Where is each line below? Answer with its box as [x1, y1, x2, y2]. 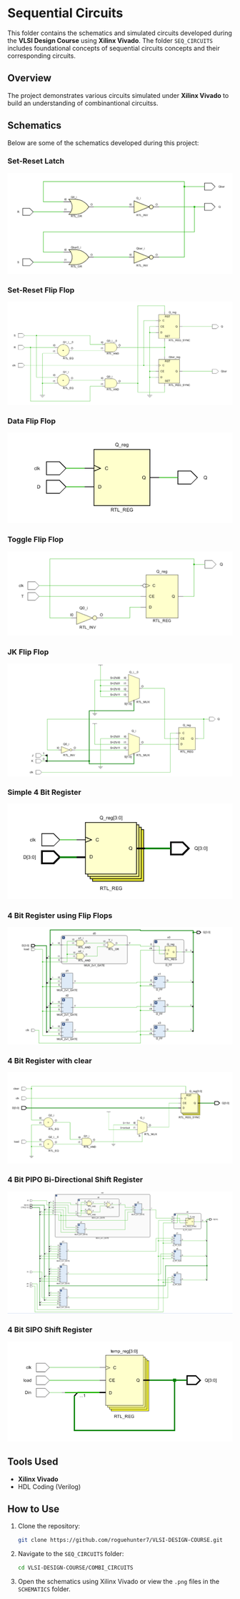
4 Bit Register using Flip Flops [7, 910, 113, 920]
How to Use [7, 1503, 60, 1515]
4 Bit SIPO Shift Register [7, 1325, 93, 1335]
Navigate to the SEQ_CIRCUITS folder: [17, 1550, 124, 1558]
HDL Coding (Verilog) [17, 1482, 81, 1491]
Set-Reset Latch [7, 156, 65, 166]
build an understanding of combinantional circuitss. [7, 99, 159, 107]
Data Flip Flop [7, 416, 56, 426]
